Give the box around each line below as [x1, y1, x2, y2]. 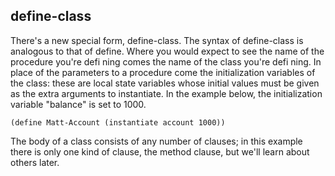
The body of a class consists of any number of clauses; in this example [10, 135, 303, 147]
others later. [10, 156, 60, 168]
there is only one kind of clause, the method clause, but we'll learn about [10, 145, 310, 158]
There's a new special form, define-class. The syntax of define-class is [10, 34, 304, 46]
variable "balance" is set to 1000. [10, 98, 147, 110]
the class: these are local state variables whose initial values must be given [10, 77, 320, 89]
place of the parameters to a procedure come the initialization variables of [10, 66, 316, 78]
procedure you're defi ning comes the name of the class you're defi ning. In [10, 55, 322, 68]
